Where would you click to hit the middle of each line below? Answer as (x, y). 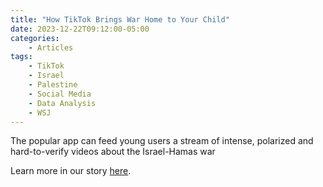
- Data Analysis (62, 103)
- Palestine (53, 85)
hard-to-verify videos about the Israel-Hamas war (113, 152)
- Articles (51, 47)
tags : (21, 57)
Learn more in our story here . (71, 171)
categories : (35, 38)
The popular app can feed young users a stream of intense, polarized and (162, 141)
